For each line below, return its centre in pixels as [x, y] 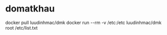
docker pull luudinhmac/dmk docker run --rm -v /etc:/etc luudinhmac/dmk [83, 22]
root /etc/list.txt [21, 27]
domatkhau [30, 9]
